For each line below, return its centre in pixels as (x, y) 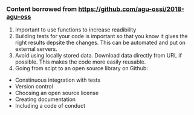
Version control (34, 87)
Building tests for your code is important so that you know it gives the (102, 36)
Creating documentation (45, 99)
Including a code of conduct (50, 106)
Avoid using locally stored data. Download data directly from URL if (99, 56)
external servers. (36, 49)
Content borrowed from (42, 9)
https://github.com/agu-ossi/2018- (131, 9)
